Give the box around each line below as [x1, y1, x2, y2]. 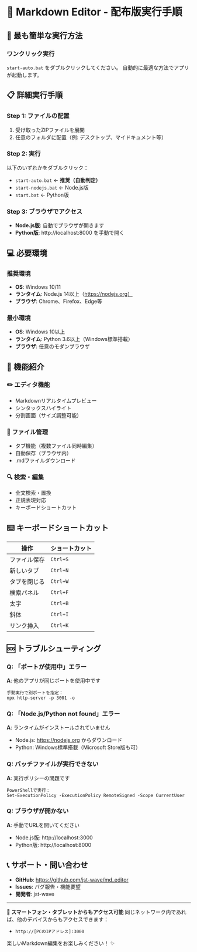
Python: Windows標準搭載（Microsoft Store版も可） [15, 744, 141, 751]
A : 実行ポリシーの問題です [6, 774, 70, 781]
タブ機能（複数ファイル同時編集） [15, 443, 98, 450]
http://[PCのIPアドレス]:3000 [15, 929, 85, 934]
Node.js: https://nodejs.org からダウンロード [15, 737, 122, 744]
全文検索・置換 [15, 489, 51, 497]
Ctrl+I [50, 611, 69, 618]
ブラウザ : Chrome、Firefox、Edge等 [15, 298, 103, 305]
